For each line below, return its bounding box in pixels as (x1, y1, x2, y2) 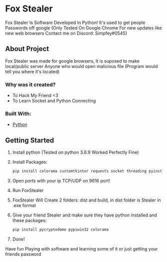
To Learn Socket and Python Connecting (12, 98, 96, 104)
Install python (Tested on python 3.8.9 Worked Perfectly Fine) (12, 149, 139, 155)
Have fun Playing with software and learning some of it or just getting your (5, 245, 158, 251)
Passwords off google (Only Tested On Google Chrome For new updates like (5, 24, 162, 30)
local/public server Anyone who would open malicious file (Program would (5, 63, 158, 69)
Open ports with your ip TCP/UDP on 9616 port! (12, 178, 111, 184)
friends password (5, 251, 41, 257)
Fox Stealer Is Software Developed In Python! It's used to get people (5, 19, 146, 25)
